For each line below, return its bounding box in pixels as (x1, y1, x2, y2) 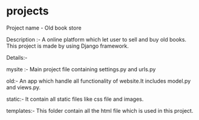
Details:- (6, 54, 28, 61)
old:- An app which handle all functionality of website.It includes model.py (6, 77, 191, 84)
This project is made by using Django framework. (6, 42, 129, 49)
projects (6, 4, 50, 18)
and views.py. (6, 83, 41, 91)
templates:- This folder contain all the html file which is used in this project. (6, 107, 194, 114)
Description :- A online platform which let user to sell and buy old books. (6, 36, 186, 43)
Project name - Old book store (6, 24, 82, 31)
